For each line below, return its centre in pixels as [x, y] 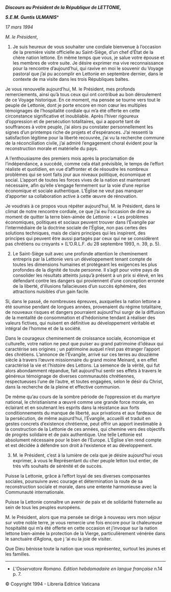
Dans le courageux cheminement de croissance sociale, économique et [80, 338]
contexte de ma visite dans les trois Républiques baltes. [71, 79]
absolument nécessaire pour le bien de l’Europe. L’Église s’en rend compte [83, 440]
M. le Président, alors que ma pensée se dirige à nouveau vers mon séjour [83, 517]
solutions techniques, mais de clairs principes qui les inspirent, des [76, 233]
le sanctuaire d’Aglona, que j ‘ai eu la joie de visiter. [59, 539]
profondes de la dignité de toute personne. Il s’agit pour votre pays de [86, 270]
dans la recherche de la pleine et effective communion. [63, 387]
